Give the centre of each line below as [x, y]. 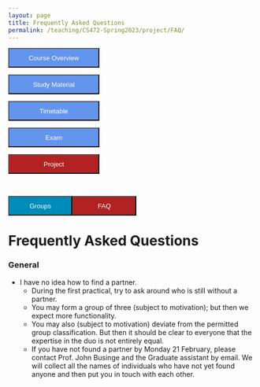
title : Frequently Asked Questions [67, 23]
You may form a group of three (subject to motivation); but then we [140, 307]
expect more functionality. [74, 315]
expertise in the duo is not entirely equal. [97, 341]
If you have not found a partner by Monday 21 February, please [134, 349]
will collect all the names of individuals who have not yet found [133, 366]
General [24, 265]
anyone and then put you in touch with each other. [113, 374]
